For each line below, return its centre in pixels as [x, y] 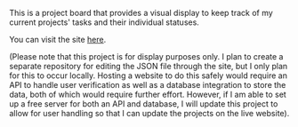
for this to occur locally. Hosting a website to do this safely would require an [148, 75]
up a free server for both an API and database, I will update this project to [144, 104]
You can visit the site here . [58, 40]
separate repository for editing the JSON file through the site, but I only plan [149, 66]
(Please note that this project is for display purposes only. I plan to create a [146, 56]
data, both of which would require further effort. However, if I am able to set [148, 94]
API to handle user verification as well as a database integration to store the [148, 85]
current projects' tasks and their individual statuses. [105, 22]
